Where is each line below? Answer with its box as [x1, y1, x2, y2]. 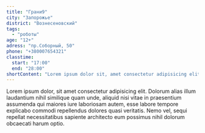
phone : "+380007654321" [6, 49, 67, 55]
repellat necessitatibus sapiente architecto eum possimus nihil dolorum [6, 114, 185, 121]
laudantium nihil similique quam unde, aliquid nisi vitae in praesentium [6, 94, 182, 101]
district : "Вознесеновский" [6, 20, 78, 26]
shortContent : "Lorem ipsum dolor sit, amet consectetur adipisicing [6, 71, 187, 77]
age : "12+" [6, 37, 34, 43]
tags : [6, 26, 20, 32]
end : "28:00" [12, 65, 45, 72]
